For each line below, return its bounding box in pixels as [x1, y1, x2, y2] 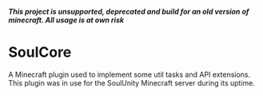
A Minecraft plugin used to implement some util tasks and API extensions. [8, 70, 251, 79]
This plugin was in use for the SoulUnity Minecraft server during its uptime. [8, 78, 256, 87]
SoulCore [8, 43, 72, 62]
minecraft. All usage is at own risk [8, 15, 125, 25]
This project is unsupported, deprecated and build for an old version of [8, 7, 249, 16]
